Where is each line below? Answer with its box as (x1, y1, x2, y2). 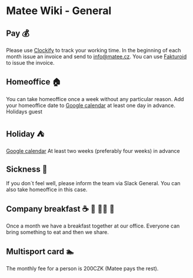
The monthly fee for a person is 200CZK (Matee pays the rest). (6, 265, 159, 272)
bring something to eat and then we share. (6, 229, 109, 236)
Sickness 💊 (6, 165, 48, 175)
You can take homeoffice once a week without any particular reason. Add (6, 95, 184, 102)
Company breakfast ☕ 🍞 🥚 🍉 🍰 (6, 204, 115, 214)
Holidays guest (6, 108, 42, 115)
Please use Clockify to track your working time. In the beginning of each (6, 47, 181, 53)
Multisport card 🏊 (6, 246, 75, 256)
